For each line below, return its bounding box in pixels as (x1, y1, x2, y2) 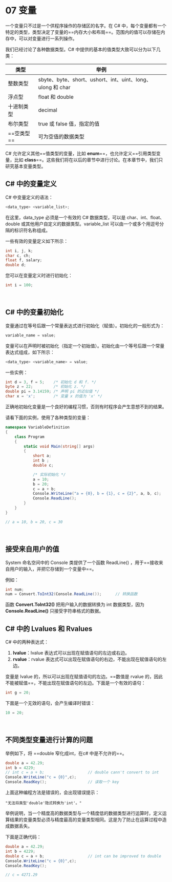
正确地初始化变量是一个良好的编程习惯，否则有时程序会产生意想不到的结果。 (5, 404, 167, 410)
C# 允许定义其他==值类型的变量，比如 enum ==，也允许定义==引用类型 (5, 150, 157, 156)
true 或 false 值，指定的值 (38, 120, 100, 127)
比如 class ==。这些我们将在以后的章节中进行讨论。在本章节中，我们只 (14, 157, 163, 163)
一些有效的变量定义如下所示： (5, 238, 68, 244)
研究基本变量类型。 (5, 163, 46, 169)
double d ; (5, 262, 27, 268)
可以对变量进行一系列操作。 (18, 35, 77, 41)
